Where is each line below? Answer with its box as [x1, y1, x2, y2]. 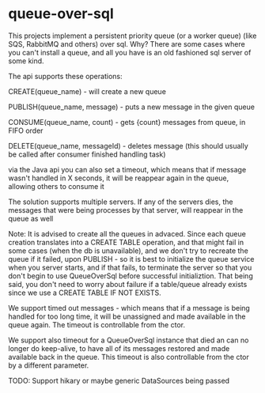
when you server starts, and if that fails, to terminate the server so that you [8, 263, 252, 272]
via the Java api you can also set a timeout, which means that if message [8, 164, 247, 174]
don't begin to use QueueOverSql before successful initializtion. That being [8, 270, 253, 281]
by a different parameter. [8, 361, 89, 370]
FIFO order [8, 126, 44, 135]
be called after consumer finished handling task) [8, 149, 166, 159]
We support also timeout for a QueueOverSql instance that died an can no [8, 335, 249, 345]
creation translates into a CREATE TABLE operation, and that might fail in [8, 237, 244, 247]
